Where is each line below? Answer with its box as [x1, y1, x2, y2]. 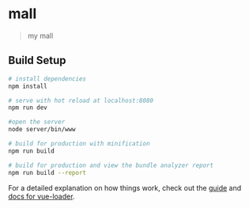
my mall [27, 31, 54, 40]
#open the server [8, 118, 66, 127]
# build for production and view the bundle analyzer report [8, 161, 214, 169]
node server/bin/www [8, 126, 77, 134]
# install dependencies [8, 74, 87, 83]
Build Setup [8, 54, 66, 67]
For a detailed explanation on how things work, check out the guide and [8, 183, 242, 192]
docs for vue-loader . [8, 191, 75, 201]
